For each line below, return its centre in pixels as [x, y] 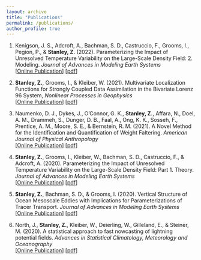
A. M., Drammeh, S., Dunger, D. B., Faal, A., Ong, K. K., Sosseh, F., [96, 120]
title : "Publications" [34, 17]
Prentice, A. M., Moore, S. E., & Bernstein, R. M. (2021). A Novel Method [103, 126]
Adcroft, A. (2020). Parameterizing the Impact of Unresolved [90, 163]
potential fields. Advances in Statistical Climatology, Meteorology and [101, 238]
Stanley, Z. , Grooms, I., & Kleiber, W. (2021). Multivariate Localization [100, 83]
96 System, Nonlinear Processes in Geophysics [74, 95]
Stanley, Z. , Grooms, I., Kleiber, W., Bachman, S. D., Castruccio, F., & [100, 157]
